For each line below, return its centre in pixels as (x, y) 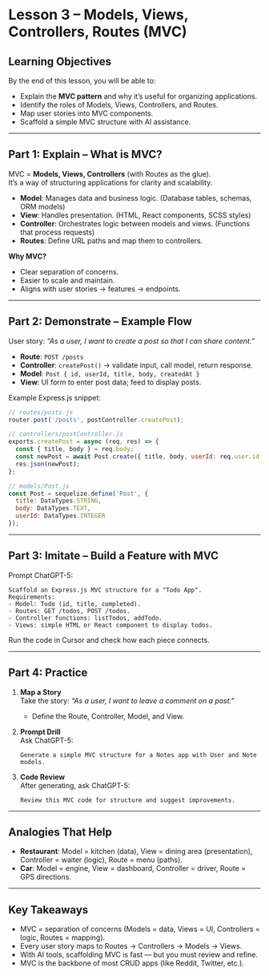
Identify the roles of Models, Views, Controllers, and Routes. (119, 105)
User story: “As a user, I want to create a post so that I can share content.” (131, 341)
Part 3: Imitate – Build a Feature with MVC (113, 556)
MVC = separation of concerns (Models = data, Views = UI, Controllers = (140, 929)
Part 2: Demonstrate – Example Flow (100, 321)
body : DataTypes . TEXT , (53, 508)
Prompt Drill (40, 731)
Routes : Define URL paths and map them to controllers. (111, 240)
